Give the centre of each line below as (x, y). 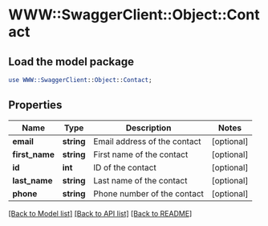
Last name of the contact (140, 180)
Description (148, 128)
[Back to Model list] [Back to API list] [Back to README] (100, 213)
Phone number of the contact (149, 193)
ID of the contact (125, 167)
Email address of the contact (148, 141)
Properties (35, 105)
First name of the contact (141, 154)
